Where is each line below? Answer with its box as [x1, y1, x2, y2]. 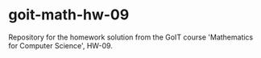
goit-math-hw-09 [8, 6, 130, 24]
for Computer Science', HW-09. [8, 40, 113, 50]
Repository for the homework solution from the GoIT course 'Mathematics [8, 32, 254, 42]
